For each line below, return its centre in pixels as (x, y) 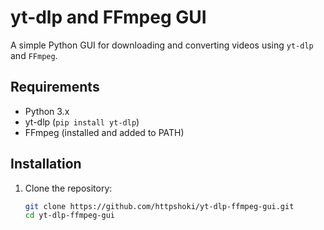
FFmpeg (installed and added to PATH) (104, 132)
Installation (46, 164)
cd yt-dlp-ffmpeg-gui (69, 216)
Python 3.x (47, 111)
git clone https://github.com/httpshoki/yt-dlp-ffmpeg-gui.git (159, 206)
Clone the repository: (68, 188)
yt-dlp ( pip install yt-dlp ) (82, 122)
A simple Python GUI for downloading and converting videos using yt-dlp (162, 45)
